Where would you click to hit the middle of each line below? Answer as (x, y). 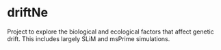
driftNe (28, 13)
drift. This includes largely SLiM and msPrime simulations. (89, 38)
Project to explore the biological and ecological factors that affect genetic (110, 32)
